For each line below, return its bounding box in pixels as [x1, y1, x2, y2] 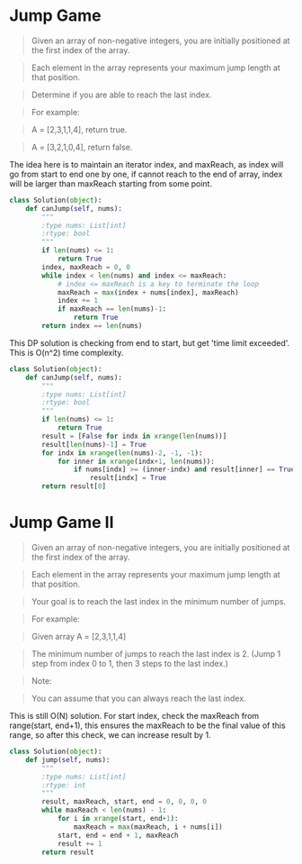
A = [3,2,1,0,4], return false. [31, 141, 133, 152]
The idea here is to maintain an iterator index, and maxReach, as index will [9, 159, 284, 169]
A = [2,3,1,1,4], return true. [31, 123, 128, 135]
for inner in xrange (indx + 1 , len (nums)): [57, 457, 216, 466]
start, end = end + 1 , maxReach [57, 831, 179, 840]
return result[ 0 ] [41, 482, 106, 491]
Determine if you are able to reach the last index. [31, 89, 212, 100]
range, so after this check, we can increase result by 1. [9, 730, 211, 740]
